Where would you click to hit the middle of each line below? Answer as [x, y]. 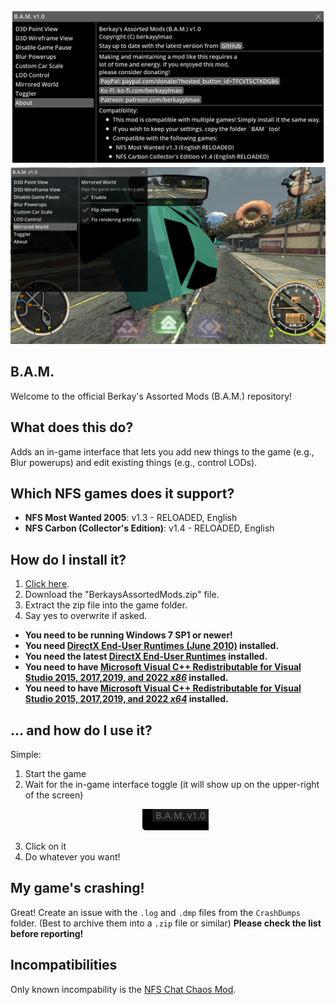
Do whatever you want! [72, 857]
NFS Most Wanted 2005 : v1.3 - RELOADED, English [131, 518]
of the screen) [54, 795]
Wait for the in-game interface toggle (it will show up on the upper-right [172, 785]
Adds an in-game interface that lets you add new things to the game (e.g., [162, 451]
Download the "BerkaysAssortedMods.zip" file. [122, 595]
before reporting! [47, 933]
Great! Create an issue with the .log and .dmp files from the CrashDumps [156, 912]
